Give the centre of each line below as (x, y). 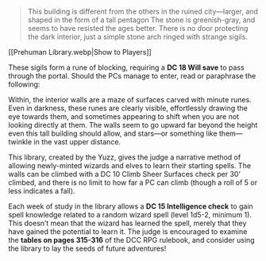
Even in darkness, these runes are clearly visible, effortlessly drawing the (128, 108)
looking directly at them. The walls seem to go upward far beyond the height (133, 125)
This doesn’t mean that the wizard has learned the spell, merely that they (127, 223)
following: (24, 84)
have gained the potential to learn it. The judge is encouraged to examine (128, 232)
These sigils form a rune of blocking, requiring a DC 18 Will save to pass (126, 67)
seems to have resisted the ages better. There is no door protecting (138, 28)
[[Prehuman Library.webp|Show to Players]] (80, 52)
